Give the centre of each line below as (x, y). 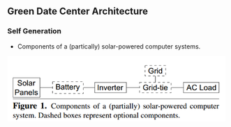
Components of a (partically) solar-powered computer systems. (109, 46)
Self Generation (34, 31)
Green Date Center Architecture (78, 11)
